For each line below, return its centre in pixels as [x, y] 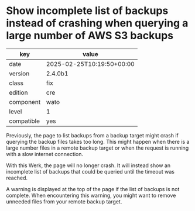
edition [18, 92]
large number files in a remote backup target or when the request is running [97, 148]
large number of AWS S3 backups [90, 36]
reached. [17, 178]
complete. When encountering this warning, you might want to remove [91, 195]
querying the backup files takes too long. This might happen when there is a [98, 141]
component [25, 102]
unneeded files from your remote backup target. [64, 201]
